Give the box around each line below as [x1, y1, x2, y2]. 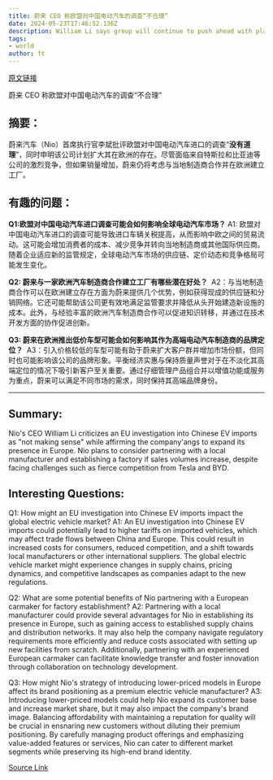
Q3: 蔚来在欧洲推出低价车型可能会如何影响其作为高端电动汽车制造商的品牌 [8, 335, 258, 344]
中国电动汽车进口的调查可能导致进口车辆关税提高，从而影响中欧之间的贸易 [8, 229, 258, 239]
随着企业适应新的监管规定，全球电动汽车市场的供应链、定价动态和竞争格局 [8, 249, 258, 259]
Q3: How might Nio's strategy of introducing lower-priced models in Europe [8, 678, 262, 687]
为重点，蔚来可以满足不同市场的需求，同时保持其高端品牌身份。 [8, 375, 222, 385]
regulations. [8, 578, 49, 587]
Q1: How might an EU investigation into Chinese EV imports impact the [8, 509, 244, 518]
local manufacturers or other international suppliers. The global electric [8, 552, 247, 561]
